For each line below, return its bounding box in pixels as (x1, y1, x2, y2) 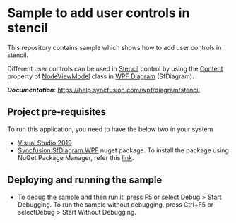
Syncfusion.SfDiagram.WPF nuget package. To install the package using (17, 146, 230, 155)
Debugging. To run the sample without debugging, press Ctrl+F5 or (17, 200, 214, 209)
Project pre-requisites (7, 106, 107, 118)
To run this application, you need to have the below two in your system (7, 125, 213, 133)
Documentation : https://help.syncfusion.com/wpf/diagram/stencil (7, 85, 200, 94)
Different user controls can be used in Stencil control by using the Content (7, 64, 224, 73)
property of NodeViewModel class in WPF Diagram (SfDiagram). (7, 72, 194, 80)
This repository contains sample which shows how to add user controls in (7, 43, 222, 52)
